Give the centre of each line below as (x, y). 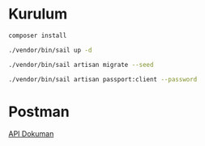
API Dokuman (31, 134)
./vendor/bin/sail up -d (50, 50)
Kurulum (38, 14)
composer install (38, 35)
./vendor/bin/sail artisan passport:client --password (103, 79)
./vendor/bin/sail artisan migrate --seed (81, 65)
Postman (39, 112)
